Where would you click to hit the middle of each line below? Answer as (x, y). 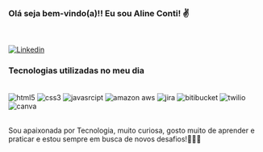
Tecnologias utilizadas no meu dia (77, 70)
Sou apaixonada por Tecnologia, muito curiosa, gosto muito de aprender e (132, 131)
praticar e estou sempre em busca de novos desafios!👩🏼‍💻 (105, 139)
